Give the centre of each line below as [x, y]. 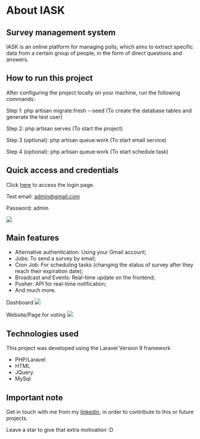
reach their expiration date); [49, 271]
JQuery [24, 372]
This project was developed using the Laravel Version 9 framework [89, 348]
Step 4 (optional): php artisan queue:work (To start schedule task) [87, 151]
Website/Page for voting [36, 315]
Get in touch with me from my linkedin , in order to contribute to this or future [100, 412]
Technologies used [42, 334]
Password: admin [27, 208]
